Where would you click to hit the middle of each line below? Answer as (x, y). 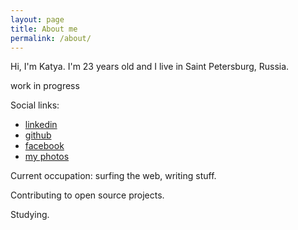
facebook (44, 146)
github (38, 135)
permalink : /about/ (51, 38)
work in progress (45, 86)
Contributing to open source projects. (87, 195)
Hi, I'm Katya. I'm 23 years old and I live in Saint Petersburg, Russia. (150, 67)
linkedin (41, 125)
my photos (47, 157)
